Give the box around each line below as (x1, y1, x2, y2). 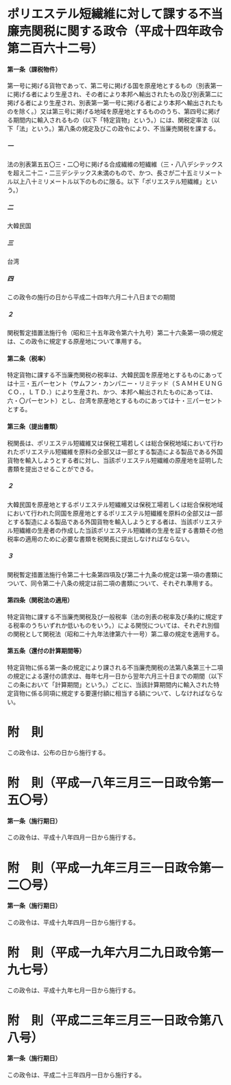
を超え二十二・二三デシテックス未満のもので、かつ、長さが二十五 (7, 169, 193, 177)
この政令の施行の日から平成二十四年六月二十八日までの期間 (7, 293, 175, 301)
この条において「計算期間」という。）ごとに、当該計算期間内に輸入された (7, 680, 214, 688)
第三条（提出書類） (7, 422, 62, 430)
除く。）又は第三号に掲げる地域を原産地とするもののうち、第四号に (19, 107, 208, 116)
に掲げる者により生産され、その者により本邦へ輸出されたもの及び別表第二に (7, 90, 223, 98)
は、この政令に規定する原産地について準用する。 (7, 338, 145, 346)
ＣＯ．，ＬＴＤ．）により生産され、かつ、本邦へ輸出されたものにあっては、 (7, 388, 217, 396)
